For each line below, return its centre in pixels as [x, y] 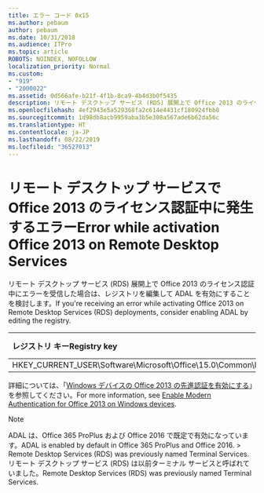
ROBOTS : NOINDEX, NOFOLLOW [52, 60]
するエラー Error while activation [114, 227]
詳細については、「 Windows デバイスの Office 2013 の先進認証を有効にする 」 [130, 385]
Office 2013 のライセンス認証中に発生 [131, 208]
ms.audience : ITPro [40, 45]
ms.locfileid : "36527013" [50, 147]
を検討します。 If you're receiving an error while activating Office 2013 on [126, 304]
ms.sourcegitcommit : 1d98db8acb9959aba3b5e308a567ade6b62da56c [114, 118]
